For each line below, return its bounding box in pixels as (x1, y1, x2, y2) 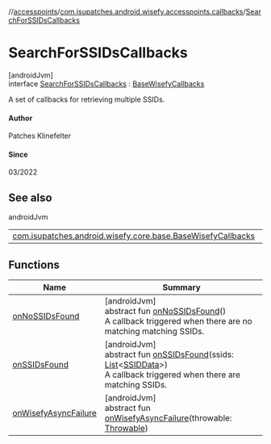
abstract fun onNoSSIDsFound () (104, 305, 227, 316)
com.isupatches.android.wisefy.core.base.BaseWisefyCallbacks (12, 230, 256, 241)
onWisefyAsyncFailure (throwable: (104, 412, 232, 423)
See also (8, 191, 52, 204)
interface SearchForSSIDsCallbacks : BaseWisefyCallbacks (8, 78, 205, 88)
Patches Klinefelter (8, 131, 72, 140)
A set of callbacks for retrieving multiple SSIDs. (8, 94, 165, 104)
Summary (162, 282, 202, 293)
